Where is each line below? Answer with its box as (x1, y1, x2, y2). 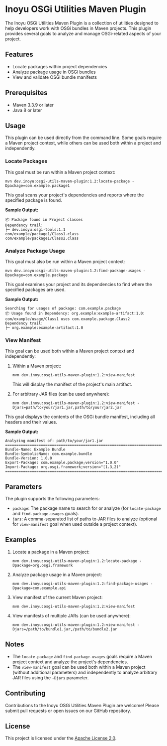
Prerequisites (5, 89, 48, 97)
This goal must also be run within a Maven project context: (5, 258, 125, 265)
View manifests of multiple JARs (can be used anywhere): (12, 612, 131, 618)
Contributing (5, 689, 46, 698)
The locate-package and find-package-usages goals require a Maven (12, 653, 153, 659)
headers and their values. (5, 419, 57, 425)
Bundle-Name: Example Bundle (5, 447, 66, 452)
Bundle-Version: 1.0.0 (5, 456, 52, 461)
